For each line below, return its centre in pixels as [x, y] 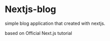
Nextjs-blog [31, 9]
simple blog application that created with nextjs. [55, 23]
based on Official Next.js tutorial [38, 33]
